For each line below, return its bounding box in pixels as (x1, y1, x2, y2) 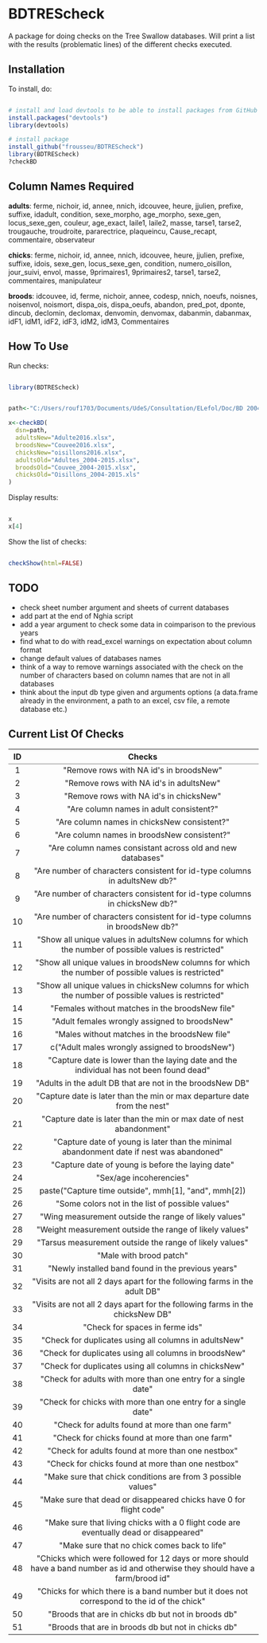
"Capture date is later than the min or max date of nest (41, 1114, 244, 1125)
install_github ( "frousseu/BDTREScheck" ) (8, 143, 145, 151)
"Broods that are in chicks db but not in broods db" (48, 1609, 238, 1620)
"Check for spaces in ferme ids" (83, 1322, 203, 1333)
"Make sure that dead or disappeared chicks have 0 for (39, 1494, 246, 1505)
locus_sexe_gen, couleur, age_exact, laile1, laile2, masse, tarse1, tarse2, (8, 218, 242, 227)
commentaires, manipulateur (8, 276, 102, 285)
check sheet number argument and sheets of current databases (19, 603, 230, 612)
